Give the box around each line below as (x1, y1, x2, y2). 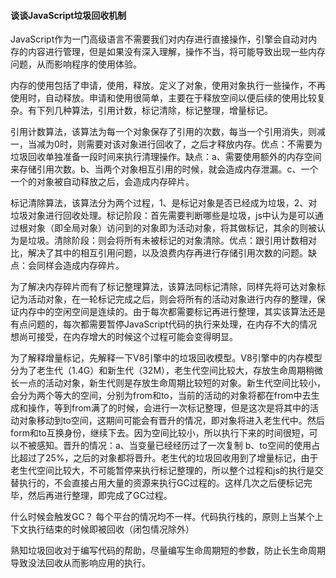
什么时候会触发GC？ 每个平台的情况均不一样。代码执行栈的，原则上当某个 (10, 511, 315, 523)
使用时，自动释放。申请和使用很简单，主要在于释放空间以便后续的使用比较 (10, 92, 317, 104)
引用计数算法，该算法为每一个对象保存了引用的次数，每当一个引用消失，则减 (10, 126, 326, 138)
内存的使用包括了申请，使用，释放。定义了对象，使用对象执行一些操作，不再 (10, 80, 326, 92)
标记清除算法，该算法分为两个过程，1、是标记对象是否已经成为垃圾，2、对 (10, 197, 318, 209)
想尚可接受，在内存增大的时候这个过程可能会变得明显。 (10, 331, 238, 343)
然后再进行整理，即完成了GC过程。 (27, 490, 173, 502)
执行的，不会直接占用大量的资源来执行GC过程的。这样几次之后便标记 (18, 477, 304, 489)
